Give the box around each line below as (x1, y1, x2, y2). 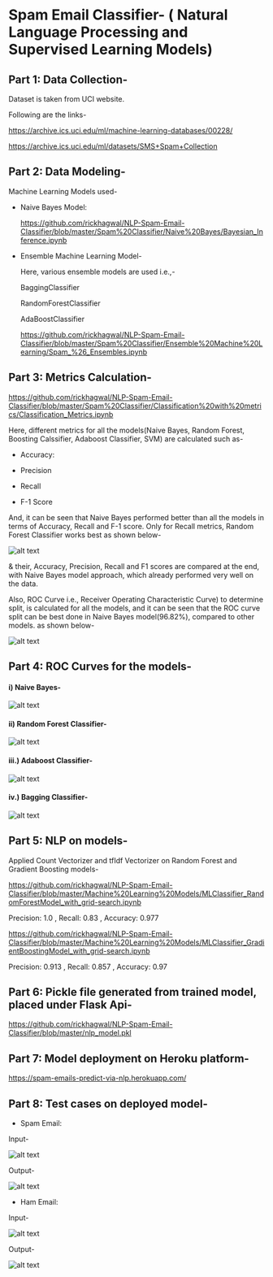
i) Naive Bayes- (8, 682, 61, 692)
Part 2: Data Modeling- (8, 165, 126, 179)
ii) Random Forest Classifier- (8, 719, 107, 728)
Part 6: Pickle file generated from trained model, (8, 985, 258, 999)
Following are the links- (8, 110, 87, 119)
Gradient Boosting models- (8, 864, 99, 874)
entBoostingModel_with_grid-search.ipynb (8, 945, 150, 956)
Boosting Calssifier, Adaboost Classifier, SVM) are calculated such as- (8, 433, 244, 444)
